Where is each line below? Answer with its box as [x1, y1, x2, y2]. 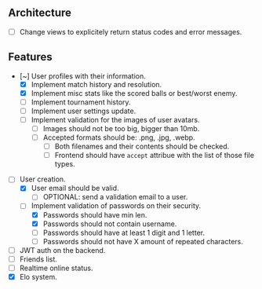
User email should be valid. [31, 184, 119, 193]
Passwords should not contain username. [42, 219, 177, 229]
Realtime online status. [19, 263, 93, 273]
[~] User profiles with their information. [19, 71, 147, 81]
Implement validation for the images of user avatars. [31, 115, 200, 124]
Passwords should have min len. [42, 210, 147, 219]
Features [8, 50, 53, 64]
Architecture [8, 6, 72, 20]
